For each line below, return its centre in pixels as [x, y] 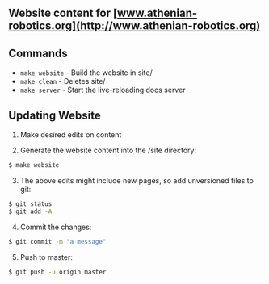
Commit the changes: [56, 227]
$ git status [30, 204]
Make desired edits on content [71, 135]
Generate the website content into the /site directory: [108, 150]
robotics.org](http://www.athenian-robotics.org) [134, 26]
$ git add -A [30, 211]
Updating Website [55, 115]
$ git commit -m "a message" [57, 241]
